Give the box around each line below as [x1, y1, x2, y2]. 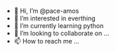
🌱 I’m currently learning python [13, 22, 104, 30]
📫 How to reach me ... [13, 37, 79, 45]
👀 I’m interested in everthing [13, 14, 96, 22]
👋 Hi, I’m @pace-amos [13, 7, 79, 15]
